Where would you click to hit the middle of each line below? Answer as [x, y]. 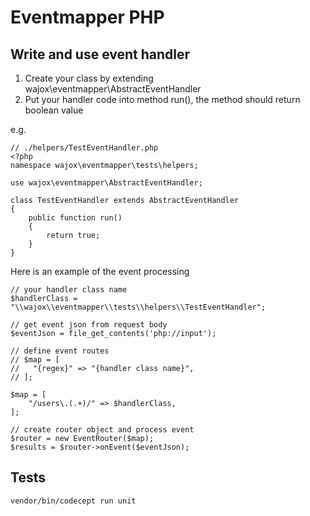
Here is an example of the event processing [100, 271]
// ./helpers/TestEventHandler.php [84, 148]
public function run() [75, 218]
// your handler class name [69, 290]
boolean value [54, 110]
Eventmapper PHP [87, 17]
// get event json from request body [89, 325]
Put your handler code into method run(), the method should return [162, 99]
